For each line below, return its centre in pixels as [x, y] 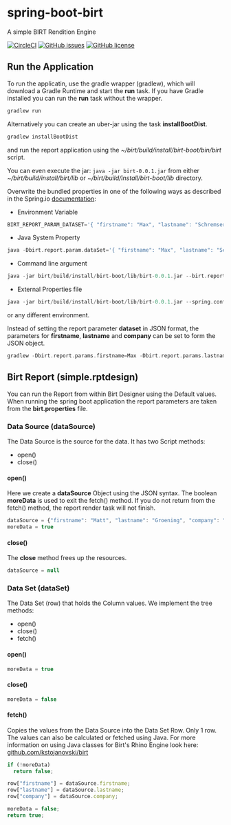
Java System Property [48, 238]
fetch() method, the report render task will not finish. [81, 508]
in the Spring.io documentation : [52, 199]
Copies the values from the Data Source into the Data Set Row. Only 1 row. [112, 730]
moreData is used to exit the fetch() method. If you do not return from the [111, 501]
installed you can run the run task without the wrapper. [85, 98]
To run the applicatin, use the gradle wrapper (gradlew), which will [101, 83]
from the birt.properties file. [47, 408]
